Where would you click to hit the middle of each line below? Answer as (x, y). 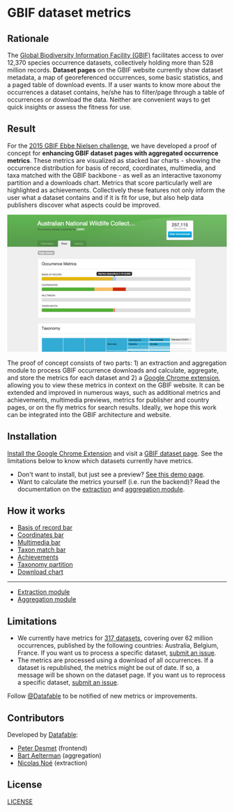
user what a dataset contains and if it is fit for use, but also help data (106, 197)
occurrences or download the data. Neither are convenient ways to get (109, 100)
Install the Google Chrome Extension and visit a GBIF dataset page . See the (115, 453)
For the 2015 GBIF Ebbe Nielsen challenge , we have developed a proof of (112, 146)
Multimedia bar (39, 542)
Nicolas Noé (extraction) (52, 763)
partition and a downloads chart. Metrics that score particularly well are (110, 182)
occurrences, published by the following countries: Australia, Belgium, (118, 646)
